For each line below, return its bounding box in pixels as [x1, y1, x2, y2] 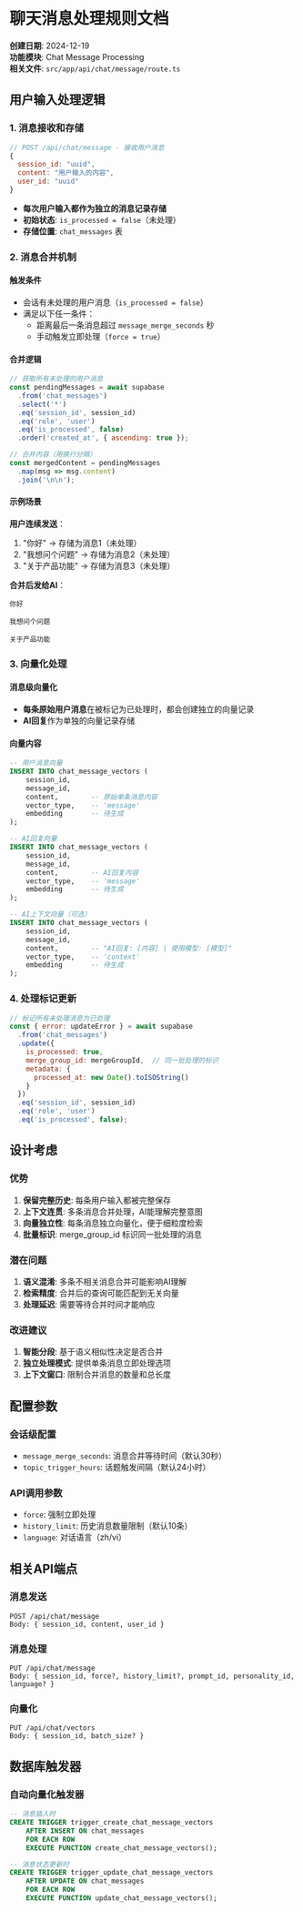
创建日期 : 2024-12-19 [9, 40, 90, 51]
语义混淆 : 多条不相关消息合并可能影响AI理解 [22, 1276, 187, 1287]
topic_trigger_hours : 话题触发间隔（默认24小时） [22, 1461, 211, 1472]
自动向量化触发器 [9, 1788, 85, 1801]
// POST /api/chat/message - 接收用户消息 [9, 143, 165, 152]
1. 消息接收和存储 [9, 122, 85, 135]
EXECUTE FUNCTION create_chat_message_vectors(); [25, 1843, 218, 1853]
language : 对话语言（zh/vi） [22, 1531, 127, 1543]
